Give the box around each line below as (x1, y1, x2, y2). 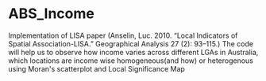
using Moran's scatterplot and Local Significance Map (8, 64, 185, 73)
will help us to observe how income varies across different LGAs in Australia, (8, 47, 259, 57)
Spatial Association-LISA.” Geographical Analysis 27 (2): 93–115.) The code (8, 39, 254, 48)
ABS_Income (8, 5, 95, 23)
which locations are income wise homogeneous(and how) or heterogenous (8, 56, 254, 65)
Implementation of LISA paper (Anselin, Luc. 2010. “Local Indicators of (8, 31, 238, 40)
